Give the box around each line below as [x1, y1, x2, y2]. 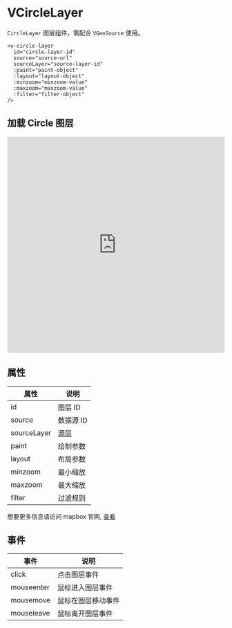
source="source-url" [13, 54, 72, 62]
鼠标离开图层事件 [57, 609, 113, 618]
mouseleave [10, 609, 50, 618]
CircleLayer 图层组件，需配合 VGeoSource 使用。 [7, 28, 144, 37]
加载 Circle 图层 [7, 118, 74, 129]
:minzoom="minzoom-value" [13, 78, 88, 86]
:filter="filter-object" [13, 91, 85, 98]
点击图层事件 [57, 570, 99, 580]
